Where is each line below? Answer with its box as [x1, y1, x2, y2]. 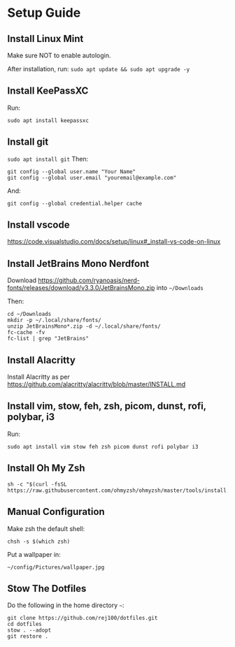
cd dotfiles [7, 620, 42, 628]
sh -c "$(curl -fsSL [7, 481, 68, 488]
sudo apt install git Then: [7, 154, 89, 163]
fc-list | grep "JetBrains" [7, 335, 90, 342]
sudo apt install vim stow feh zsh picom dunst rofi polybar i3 [7, 443, 199, 450]
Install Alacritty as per [7, 372, 70, 381]
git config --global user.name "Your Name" [7, 168, 136, 175]
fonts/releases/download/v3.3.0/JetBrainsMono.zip [7, 284, 155, 292]
